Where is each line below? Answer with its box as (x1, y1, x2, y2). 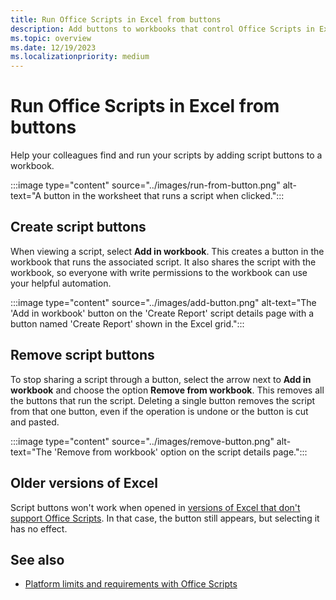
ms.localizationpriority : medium (10, 52, 150, 62)
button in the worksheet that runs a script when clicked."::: (43, 190, 285, 202)
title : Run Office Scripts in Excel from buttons (10, 14, 222, 25)
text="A (10, 190, 42, 202)
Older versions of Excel (10, 475, 158, 492)
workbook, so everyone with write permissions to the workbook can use (10, 266, 308, 278)
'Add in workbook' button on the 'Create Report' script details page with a (10, 307, 315, 319)
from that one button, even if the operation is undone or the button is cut (10, 405, 309, 417)
